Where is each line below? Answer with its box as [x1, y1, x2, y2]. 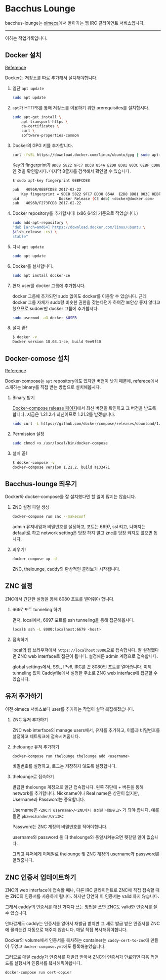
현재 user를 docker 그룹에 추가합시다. [12, 283, 86, 289]
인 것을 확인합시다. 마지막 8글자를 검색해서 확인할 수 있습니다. [12, 168, 131, 174]
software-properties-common [21, 133, 79, 138]
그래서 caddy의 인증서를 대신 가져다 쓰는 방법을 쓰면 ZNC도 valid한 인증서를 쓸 [5, 904, 158, 910]
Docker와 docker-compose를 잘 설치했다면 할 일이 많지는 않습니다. [5, 493, 136, 500]
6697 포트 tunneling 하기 [12, 606, 62, 612]
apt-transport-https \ [21, 119, 68, 124]
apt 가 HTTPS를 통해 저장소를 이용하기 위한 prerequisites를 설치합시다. [12, 104, 150, 110]
